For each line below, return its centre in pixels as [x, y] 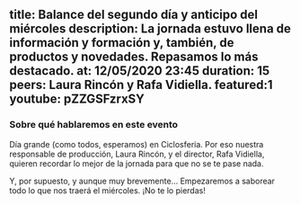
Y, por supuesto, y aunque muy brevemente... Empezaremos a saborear [142, 181]
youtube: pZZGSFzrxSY [77, 99]
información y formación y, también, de [122, 43]
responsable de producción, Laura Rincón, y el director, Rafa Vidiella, [137, 154]
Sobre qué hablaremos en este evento [93, 125]
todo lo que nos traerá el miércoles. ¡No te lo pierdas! [108, 190]
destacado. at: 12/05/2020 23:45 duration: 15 [140, 71]
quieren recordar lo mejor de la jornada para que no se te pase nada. [137, 163]
